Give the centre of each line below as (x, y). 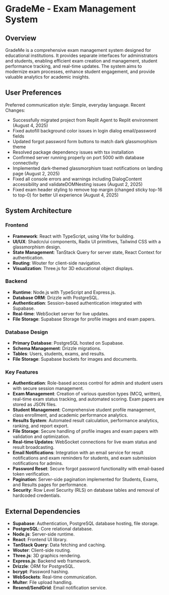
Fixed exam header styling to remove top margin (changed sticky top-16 (87, 189)
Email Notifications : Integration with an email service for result (78, 453)
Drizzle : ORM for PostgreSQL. (44, 566)
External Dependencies (43, 511)
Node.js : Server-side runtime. (43, 534)
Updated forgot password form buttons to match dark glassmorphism (85, 141)
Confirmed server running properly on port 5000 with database (78, 157)
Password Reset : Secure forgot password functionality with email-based (88, 469)
